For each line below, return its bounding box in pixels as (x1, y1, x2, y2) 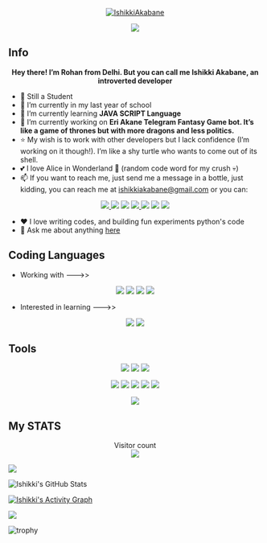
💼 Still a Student (19, 91, 73, 101)
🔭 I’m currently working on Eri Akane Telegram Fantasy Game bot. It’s (19, 117, 255, 126)
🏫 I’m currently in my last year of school (19, 100, 152, 109)
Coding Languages (8, 249, 105, 262)
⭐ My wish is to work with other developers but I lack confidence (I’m (19, 134, 250, 144)
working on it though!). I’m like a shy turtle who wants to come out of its (19, 146, 257, 156)
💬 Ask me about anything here (19, 225, 121, 235)
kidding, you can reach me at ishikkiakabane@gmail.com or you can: (19, 184, 249, 194)
